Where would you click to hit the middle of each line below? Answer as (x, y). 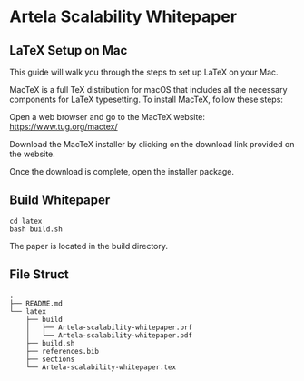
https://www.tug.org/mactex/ (64, 126)
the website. (33, 154)
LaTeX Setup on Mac (69, 50)
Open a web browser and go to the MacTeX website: (108, 117)
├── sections (50, 359)
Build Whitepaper (60, 201)
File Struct (39, 275)
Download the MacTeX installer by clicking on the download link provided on (152, 144)
